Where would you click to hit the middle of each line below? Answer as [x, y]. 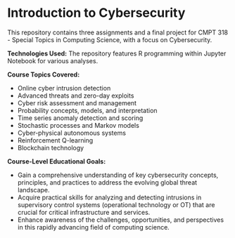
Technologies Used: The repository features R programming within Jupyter [117, 53]
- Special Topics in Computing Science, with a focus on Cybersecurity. [110, 39]
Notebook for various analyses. [53, 60]
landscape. [34, 190]
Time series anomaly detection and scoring [80, 118]
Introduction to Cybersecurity [96, 13]
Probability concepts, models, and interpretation [87, 110]
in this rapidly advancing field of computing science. [94, 227]
